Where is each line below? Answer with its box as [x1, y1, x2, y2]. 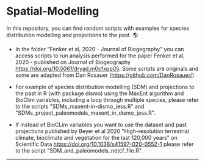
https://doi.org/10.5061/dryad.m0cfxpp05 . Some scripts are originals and [15, 65, 199, 72]
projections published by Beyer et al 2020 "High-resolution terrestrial [15, 127, 189, 135]
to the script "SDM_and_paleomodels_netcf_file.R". [15, 146, 143, 154]
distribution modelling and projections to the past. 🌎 [6, 31, 138, 38]
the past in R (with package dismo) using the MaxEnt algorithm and [15, 90, 184, 97]
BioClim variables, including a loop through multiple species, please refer [15, 96, 199, 103]
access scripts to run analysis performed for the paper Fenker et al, [15, 52, 185, 59]
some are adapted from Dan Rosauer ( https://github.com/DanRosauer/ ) [15, 71, 195, 79]
